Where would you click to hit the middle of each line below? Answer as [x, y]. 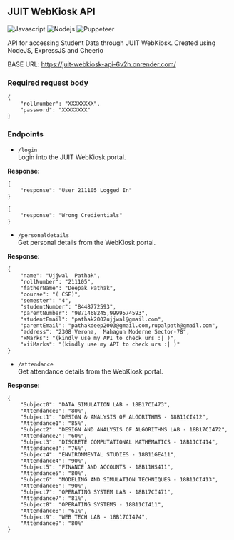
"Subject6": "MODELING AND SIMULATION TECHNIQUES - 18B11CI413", [119, 480]
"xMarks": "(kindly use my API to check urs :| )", [98, 339]
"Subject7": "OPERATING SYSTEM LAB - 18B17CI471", [97, 492]
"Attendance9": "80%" [52, 524]
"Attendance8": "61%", [54, 511]
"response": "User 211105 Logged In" [76, 191]
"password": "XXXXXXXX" [56, 110]
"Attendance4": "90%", [54, 461]
